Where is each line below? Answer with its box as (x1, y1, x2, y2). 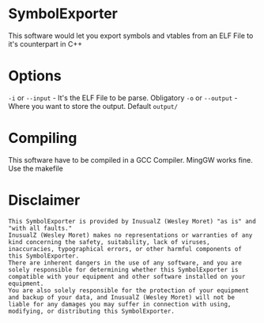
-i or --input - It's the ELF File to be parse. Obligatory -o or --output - (8, 92, 239, 103)
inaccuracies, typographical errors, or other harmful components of (8, 245, 243, 253)
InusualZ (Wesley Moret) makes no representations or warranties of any (8, 231, 253, 239)
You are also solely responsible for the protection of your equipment (8, 286, 249, 295)
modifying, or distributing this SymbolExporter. (8, 307, 175, 315)
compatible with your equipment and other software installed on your (8, 272, 246, 280)
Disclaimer (8, 191, 81, 209)
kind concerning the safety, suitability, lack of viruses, (8, 238, 211, 246)
